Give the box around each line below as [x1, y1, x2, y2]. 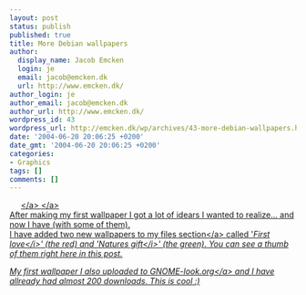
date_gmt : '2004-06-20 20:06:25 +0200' [9, 141, 161, 150]
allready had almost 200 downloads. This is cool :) [9, 276, 200, 287]
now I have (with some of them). [9, 219, 130, 230]
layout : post [9, 13, 59, 23]
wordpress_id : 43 [9, 115, 76, 124]
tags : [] [9, 166, 43, 175]
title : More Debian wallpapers [9, 38, 128, 48]
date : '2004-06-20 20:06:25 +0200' [9, 132, 145, 142]
